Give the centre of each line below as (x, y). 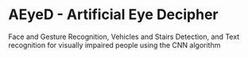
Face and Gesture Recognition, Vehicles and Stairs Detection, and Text (124, 37)
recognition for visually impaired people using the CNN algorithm (114, 44)
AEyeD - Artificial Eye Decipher (113, 15)
